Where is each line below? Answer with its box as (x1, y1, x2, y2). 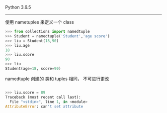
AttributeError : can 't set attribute (5, 104, 83, 109)
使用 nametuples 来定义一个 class (5, 19, 74, 25)
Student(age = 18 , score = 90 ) (5, 66, 61, 71)
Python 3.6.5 (5, 4, 31, 10)
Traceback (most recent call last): (5, 95, 81, 100)
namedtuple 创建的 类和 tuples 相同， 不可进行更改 (5, 76, 109, 82)
